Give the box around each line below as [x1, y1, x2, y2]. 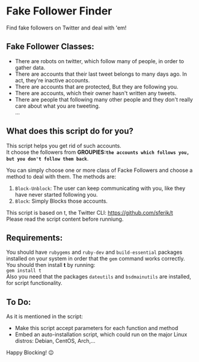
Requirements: [6, 233, 63, 243]
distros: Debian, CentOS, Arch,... [14, 337, 96, 345]
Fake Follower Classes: [6, 41, 94, 52]
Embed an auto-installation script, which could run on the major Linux [14, 331, 188, 338]
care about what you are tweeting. [14, 102, 100, 109]
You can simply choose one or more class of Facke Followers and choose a [6, 167, 193, 174]
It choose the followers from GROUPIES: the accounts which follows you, [6, 149, 189, 156]
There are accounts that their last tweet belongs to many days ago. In [14, 70, 188, 78]
